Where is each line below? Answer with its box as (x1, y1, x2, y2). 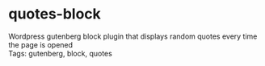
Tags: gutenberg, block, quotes (8, 48, 113, 58)
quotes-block (8, 5, 101, 23)
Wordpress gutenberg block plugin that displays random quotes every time (8, 31, 258, 41)
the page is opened (8, 39, 74, 49)
